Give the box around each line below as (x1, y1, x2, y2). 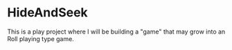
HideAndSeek (7, 5, 88, 21)
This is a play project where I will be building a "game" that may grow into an (7, 27, 226, 36)
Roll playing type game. (7, 34, 74, 42)
